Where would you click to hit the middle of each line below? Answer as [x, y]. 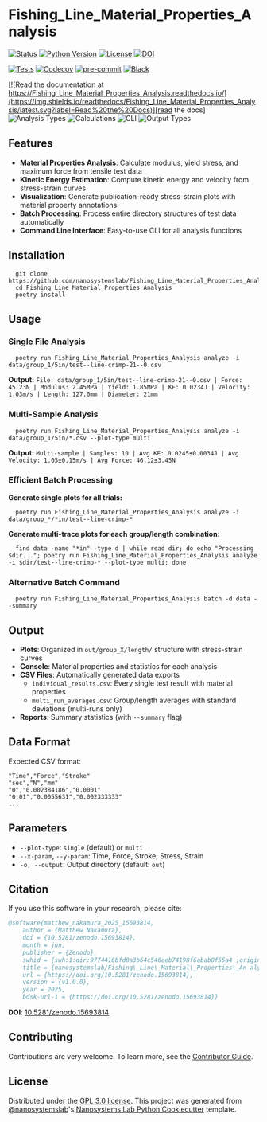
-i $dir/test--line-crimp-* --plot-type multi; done [97, 562]
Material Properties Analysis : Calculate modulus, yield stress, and [129, 162]
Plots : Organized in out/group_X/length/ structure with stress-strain [132, 649]
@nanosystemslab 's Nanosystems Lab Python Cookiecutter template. [122, 1109]
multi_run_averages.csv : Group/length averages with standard [134, 700]
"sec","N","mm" [33, 783]
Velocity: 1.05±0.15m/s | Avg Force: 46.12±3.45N [92, 460]
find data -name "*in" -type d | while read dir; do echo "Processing [135, 548]
